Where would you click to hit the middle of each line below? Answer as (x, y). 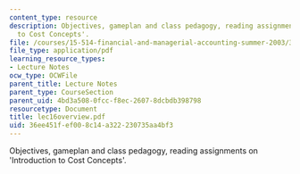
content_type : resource (54, 17)
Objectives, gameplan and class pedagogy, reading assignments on (134, 151)
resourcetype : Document (54, 109)
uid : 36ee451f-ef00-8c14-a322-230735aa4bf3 (92, 126)
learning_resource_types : (57, 59)
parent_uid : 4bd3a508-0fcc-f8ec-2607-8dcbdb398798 (105, 100)
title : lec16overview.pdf (57, 117)
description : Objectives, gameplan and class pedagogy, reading (131, 26)
